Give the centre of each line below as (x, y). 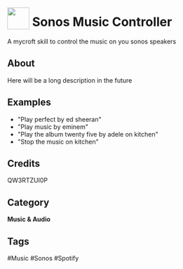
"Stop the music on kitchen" (58, 142)
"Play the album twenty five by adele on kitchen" (88, 134)
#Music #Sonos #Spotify (43, 258)
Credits (24, 164)
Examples (29, 103)
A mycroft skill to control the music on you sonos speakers (92, 41)
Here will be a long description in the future (70, 80)
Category (28, 202)
